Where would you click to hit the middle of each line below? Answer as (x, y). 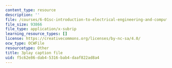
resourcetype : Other (27, 48)
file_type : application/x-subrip (41, 29)
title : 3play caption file (34, 53)
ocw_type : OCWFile (25, 43)
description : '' (23, 15)
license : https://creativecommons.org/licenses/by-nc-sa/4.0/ (73, 39)
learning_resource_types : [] (36, 34)
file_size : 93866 (24, 24)
